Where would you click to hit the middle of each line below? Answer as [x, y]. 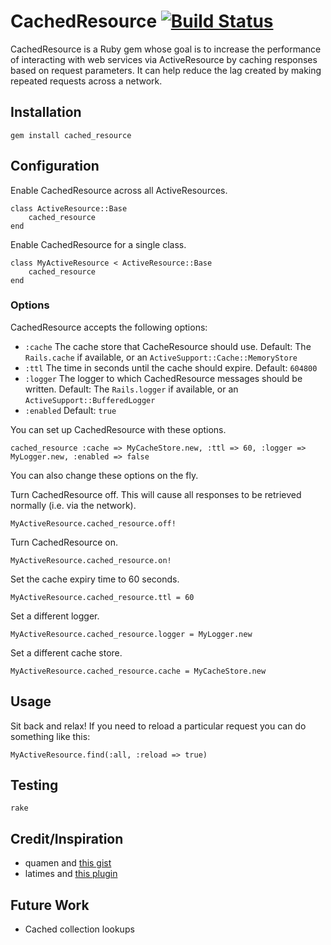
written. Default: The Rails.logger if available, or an [131, 389]
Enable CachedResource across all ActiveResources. [119, 190]
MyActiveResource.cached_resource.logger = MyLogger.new [131, 634]
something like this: [50, 736]
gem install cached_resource [71, 135]
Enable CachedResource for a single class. [98, 244]
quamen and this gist [68, 863]
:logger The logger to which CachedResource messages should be [163, 378]
